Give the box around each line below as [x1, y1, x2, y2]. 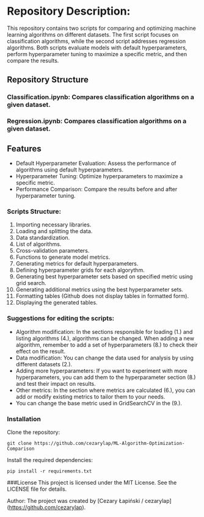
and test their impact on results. [15, 380, 97, 387]
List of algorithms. [15, 240, 62, 248]
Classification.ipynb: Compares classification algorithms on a [7, 93, 194, 101]
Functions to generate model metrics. [15, 253, 111, 261]
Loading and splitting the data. [15, 228, 93, 235]
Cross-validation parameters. [15, 247, 90, 255]
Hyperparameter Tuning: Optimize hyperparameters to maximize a [15, 172, 183, 179]
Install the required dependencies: [7, 456, 93, 463]
